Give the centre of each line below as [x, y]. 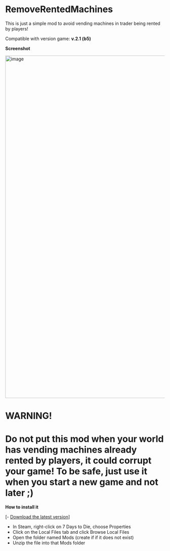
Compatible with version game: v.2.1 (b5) [48, 39]
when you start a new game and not [82, 482]
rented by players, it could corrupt [78, 461]
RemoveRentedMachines [59, 9]
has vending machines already [71, 450]
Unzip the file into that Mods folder [49, 543]
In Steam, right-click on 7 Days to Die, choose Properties [72, 527]
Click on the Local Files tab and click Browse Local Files [71, 532]
